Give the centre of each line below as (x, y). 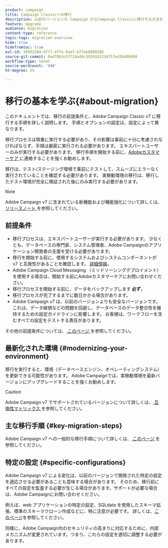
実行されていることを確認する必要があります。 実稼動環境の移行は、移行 (80, 175)
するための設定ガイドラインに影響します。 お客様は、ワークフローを (87, 314)
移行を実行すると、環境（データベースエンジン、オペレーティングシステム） (83, 369)
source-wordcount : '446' (31, 66)
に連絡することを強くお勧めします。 (56, 158)
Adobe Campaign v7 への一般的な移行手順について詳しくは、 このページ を (83, 439)
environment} (27, 356)
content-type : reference (31, 33)
